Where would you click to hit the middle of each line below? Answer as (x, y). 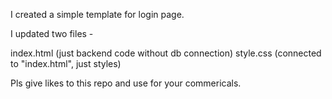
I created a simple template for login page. (97, 14)
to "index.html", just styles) (66, 63)
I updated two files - (52, 33)
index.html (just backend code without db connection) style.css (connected (166, 53)
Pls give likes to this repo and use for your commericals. (126, 83)
